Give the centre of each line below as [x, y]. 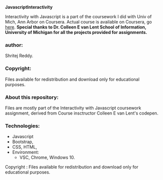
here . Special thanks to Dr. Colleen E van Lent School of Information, [76, 27]
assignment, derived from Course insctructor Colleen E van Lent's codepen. [82, 113]
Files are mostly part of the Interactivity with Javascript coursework [73, 108]
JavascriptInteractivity [29, 7]
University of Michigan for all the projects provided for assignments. [76, 32]
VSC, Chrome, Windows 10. [47, 157]
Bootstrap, [23, 142]
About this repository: [32, 97]
